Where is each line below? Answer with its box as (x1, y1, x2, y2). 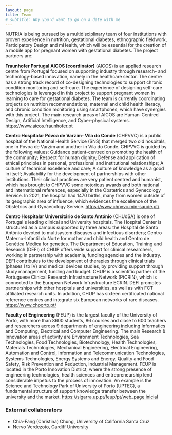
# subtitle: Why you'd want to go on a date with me (5, 17, 121, 22)
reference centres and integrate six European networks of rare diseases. (5, 296, 159, 303)
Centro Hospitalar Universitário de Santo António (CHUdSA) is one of (5, 213, 155, 220)
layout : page (5, 7, 33, 13)
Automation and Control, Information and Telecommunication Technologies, (5, 350, 165, 357)
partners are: (5, 53, 33, 59)
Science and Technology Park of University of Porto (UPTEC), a (5, 383, 140, 389)
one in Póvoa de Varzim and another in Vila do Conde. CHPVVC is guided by (5, 144, 167, 150)
